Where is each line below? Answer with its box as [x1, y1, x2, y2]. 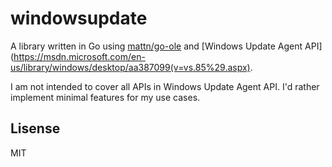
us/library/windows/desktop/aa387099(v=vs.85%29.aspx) [10, 61, 251, 73]
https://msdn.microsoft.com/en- [13, 50, 146, 62]
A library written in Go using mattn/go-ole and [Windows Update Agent [10, 40, 303, 52]
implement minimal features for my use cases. [10, 91, 201, 103]
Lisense [10, 120, 61, 137]
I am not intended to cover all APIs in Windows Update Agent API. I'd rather [10, 80, 320, 92]
